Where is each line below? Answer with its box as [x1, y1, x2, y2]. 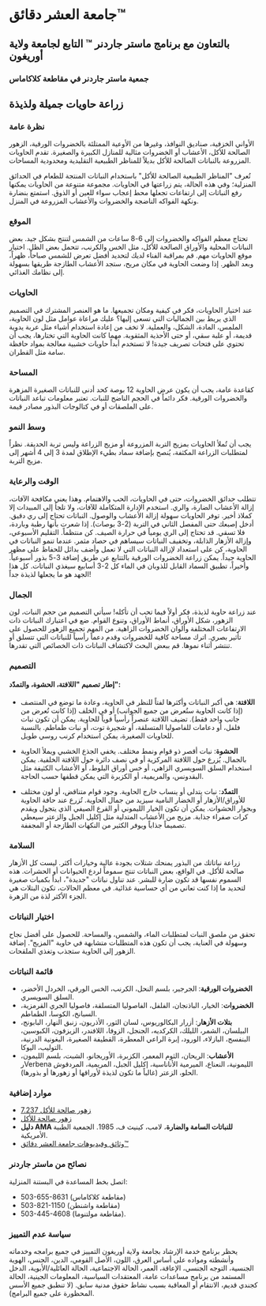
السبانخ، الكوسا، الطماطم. [20, 1009, 98, 1018]
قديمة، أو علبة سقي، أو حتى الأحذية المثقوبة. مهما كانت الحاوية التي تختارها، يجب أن [9, 330, 253, 340]
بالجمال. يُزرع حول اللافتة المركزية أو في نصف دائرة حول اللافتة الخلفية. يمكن [20, 755, 247, 764]
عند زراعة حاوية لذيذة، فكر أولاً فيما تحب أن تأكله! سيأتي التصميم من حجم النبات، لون [9, 607, 257, 616]
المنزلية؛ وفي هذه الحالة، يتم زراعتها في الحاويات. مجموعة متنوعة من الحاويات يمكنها [9, 179, 257, 189]
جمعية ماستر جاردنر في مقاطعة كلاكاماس [9, 73, 149, 84]
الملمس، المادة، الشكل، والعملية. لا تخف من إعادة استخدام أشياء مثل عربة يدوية [9, 322, 243, 331]
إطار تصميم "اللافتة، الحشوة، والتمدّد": [9, 679, 122, 689]
